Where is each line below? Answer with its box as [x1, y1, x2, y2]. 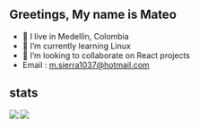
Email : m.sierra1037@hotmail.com [22, 59, 150, 70]
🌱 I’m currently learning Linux [22, 40, 132, 51]
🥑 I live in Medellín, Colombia [22, 30, 130, 41]
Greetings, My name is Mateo [9, 7, 177, 22]
